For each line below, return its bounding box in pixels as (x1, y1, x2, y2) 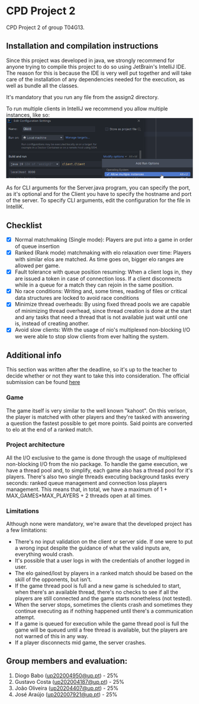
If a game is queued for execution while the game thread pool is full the (14, 620, 189, 627)
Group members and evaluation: (6, 656, 128, 666)
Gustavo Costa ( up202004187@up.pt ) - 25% (14, 678, 124, 685)
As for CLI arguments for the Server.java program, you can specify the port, (6, 184, 191, 191)
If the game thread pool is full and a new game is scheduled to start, (14, 582, 181, 589)
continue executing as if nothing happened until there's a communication (14, 607, 193, 615)
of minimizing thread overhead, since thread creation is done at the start (14, 307, 191, 315)
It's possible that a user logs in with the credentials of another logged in (14, 557, 190, 565)
